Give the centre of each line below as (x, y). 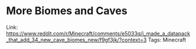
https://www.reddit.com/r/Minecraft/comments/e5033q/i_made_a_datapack (98, 33)
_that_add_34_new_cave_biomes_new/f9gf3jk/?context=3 (76, 40)
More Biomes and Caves (67, 11)
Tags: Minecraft (167, 40)
